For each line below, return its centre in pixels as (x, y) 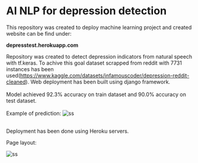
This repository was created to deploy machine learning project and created (99, 27)
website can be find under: (39, 33)
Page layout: (21, 142)
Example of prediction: (34, 113)
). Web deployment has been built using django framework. (98, 82)
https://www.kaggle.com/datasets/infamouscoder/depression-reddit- (105, 75)
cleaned (16, 82)
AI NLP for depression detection (87, 11)
